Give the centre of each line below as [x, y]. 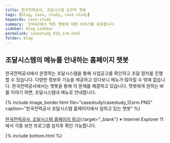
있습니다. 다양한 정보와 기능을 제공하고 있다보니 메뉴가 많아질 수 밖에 [84, 80]
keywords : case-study [28, 19]
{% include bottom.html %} [34, 135]
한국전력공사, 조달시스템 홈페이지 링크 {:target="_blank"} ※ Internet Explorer [82, 119]
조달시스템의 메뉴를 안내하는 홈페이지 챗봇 [67, 60]
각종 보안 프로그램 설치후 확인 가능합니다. [55, 125]
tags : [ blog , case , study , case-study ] [48, 15]
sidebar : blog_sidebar [29, 29]
